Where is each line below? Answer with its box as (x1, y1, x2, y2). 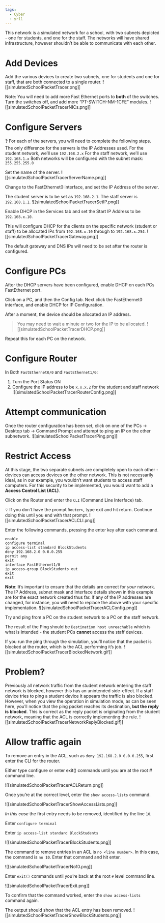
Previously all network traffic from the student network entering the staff (5, 682, 152, 688)
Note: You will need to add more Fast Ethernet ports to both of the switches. (5, 94, 160, 100)
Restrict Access (5, 451, 71, 461)
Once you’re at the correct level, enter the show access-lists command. (5, 792, 151, 798)
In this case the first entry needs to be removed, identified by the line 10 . (5, 810, 152, 817)
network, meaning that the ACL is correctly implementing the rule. (5, 714, 138, 720)
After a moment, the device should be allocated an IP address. (5, 311, 131, 317)
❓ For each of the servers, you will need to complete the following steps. (5, 138, 151, 144)
